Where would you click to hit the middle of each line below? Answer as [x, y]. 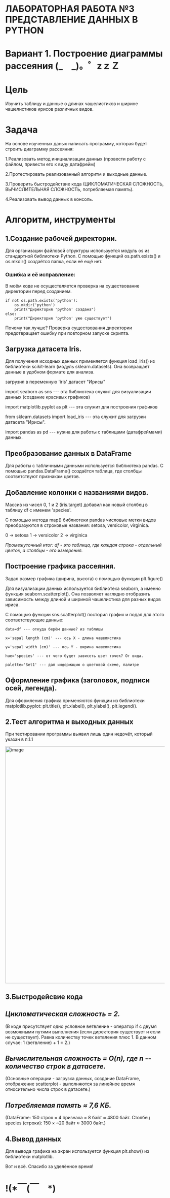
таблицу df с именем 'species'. [38, 510]
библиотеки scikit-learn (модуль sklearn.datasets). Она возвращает [77, 367]
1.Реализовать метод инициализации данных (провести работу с [76, 159]
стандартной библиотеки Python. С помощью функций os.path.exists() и [83, 256]
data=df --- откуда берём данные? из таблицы [54, 629]
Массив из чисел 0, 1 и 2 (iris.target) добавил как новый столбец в [77, 505]
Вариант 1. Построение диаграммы [84, 54]
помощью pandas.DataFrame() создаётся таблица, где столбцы [74, 471]
